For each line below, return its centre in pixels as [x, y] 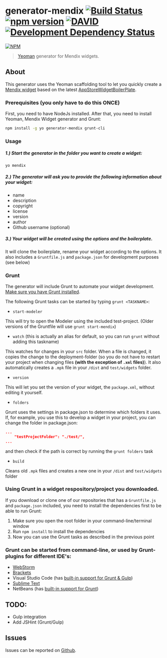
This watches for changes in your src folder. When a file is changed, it [78, 351]
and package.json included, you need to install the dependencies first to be [83, 505]
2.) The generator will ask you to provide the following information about [83, 177]
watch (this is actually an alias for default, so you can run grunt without [86, 336]
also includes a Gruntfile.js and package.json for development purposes [82, 257]
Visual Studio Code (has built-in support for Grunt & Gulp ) [73, 578]
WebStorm [24, 567]
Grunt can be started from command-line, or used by [72, 550]
